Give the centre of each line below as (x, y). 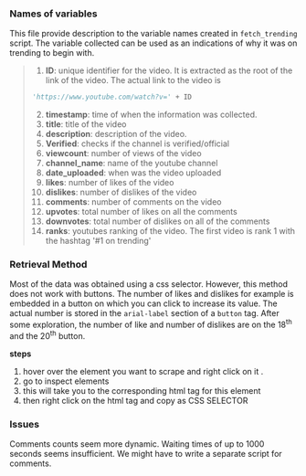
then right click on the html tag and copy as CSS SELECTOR (135, 400)
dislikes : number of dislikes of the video (121, 192)
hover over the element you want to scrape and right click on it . (143, 371)
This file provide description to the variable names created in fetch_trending (153, 34)
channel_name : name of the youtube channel (132, 164)
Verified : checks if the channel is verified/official (137, 143)
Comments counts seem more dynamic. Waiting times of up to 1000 (137, 444)
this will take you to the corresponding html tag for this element (142, 390)
